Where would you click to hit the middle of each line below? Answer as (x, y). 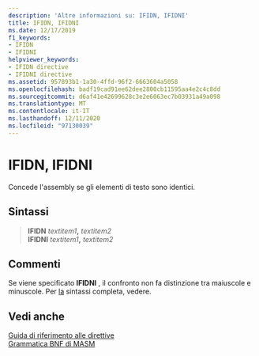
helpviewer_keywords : (44, 60)
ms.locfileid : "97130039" (51, 126)
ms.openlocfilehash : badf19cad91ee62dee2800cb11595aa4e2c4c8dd (114, 89)
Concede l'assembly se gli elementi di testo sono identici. (102, 187)
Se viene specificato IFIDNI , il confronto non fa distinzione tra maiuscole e (129, 283)
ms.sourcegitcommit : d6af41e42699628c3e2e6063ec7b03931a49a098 (114, 97)
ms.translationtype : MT (47, 104)
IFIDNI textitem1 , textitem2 (70, 239)
